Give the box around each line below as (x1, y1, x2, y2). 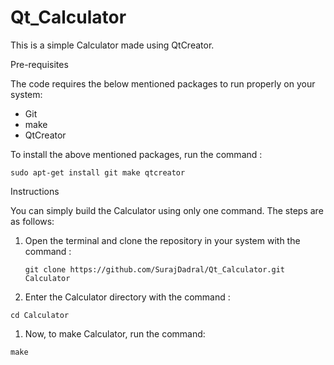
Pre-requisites (10, 58, 69, 70)
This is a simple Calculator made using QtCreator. (10, 39, 215, 51)
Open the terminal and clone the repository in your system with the (24, 234, 301, 246)
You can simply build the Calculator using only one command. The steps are (10, 204, 324, 216)
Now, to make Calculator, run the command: (24, 327, 206, 340)
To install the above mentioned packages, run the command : (10, 148, 263, 160)
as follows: (10, 215, 55, 227)
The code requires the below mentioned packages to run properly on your (10, 77, 316, 90)
